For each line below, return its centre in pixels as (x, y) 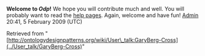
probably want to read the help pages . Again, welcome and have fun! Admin (102, 15)
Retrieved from (25, 33)
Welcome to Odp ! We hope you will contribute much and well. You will (95, 9)
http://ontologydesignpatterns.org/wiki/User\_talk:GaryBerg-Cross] (93, 40)
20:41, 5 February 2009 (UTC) (44, 22)
